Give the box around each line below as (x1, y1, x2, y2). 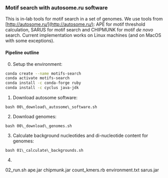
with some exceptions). (5, 38, 55, 44)
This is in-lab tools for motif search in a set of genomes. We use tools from (5, 16, 163, 22)
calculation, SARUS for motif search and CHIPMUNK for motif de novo (5, 27, 154, 33)
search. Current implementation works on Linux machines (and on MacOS (5, 32, 161, 39)
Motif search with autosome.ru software (5, 4, 108, 11)
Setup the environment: (12, 61, 62, 67)
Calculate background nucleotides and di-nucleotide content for (12, 133, 149, 138)
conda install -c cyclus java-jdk (5, 85, 79, 91)
